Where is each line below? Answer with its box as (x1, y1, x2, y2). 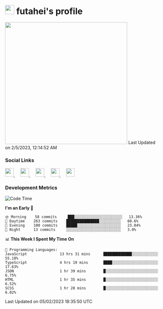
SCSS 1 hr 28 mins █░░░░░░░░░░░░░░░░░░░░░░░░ (5, 286, 159, 290)
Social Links (5, 156, 35, 163)
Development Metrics (5, 184, 58, 191)
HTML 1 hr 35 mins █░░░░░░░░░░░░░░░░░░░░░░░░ (5, 277, 159, 282)
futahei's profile (16, 6, 83, 17)
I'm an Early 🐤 (5, 205, 34, 211)
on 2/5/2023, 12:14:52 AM (5, 144, 57, 151)
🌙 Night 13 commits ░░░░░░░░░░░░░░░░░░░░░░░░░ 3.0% (5, 227, 137, 232)
